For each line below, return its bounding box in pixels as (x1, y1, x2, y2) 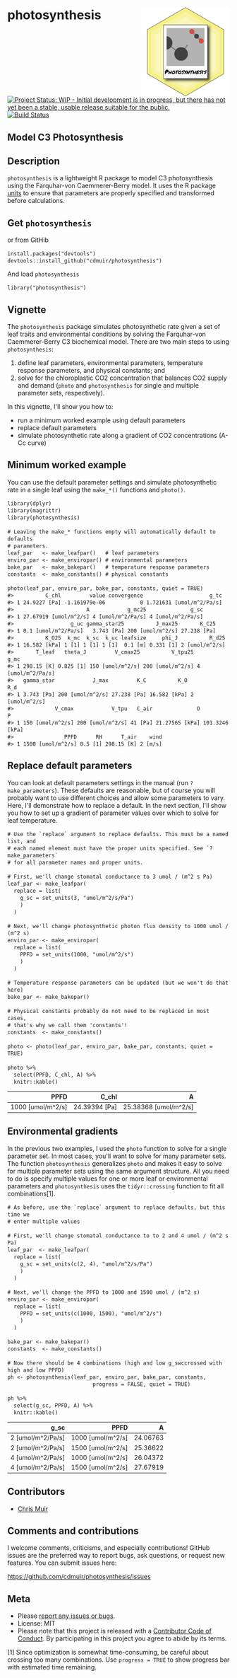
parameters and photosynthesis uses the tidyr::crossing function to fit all (7, 1181, 224, 1190)
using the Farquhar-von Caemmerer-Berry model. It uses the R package (7, 181, 217, 190)
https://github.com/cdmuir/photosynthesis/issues (7, 1573, 152, 1581)
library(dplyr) (7, 499, 52, 507)
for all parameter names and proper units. (13, 859, 143, 866)
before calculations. (7, 197, 66, 205)
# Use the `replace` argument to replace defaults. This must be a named (7, 831, 229, 838)
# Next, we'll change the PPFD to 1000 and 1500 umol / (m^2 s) (7, 1288, 200, 1296)
